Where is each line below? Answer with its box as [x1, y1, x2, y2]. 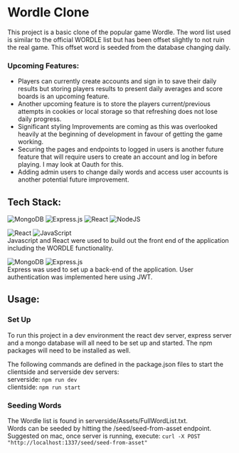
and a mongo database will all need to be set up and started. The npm [7, 338, 213, 347]
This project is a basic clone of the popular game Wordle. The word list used [7, 28, 231, 36]
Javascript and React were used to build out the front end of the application [7, 236, 229, 245]
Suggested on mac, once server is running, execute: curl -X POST [7, 432, 201, 440]
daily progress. [17, 115, 62, 123]
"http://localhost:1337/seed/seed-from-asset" [7, 439, 148, 447]
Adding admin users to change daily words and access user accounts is [17, 168, 229, 177]
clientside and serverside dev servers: [7, 368, 119, 376]
